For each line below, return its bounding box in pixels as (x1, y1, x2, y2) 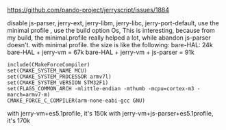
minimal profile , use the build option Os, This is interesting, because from (7, 27, 216, 34)
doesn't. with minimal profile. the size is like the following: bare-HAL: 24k (7, 41, 214, 49)
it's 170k (7, 116, 31, 125)
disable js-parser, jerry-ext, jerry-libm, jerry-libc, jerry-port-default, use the (7, 19, 219, 27)
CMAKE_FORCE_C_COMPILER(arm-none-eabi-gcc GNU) (7, 97, 146, 104)
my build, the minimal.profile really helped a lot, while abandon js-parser (7, 34, 211, 42)
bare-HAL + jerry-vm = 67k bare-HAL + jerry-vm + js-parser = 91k (7, 48, 195, 56)
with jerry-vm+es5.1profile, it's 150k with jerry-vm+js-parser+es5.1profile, (7, 109, 214, 117)
